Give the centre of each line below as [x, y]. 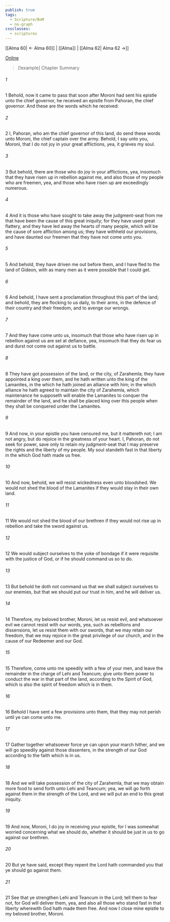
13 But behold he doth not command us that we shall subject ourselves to [82, 586]
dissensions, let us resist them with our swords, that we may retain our [79, 630]
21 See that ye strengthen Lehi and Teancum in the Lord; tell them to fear [81, 898]
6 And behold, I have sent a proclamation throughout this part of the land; [82, 297]
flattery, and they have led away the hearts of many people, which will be [82, 226]
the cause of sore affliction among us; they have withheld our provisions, [81, 232]
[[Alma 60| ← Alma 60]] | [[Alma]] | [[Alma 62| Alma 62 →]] [67, 48]
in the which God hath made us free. [43, 455]
